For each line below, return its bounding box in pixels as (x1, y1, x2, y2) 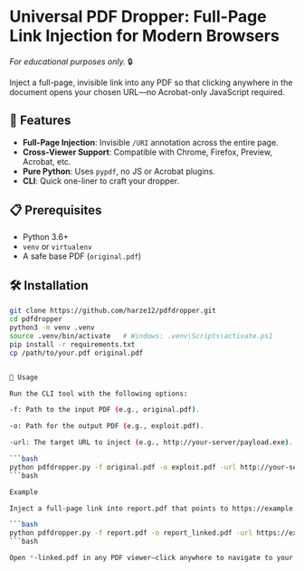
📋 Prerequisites (9, 203, 102, 218)
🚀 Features (9, 113, 71, 128)
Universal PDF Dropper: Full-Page (9, 6, 267, 27)
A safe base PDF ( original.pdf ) (22, 251, 142, 262)
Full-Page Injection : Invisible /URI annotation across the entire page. (22, 137, 279, 148)
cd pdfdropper (9, 315, 63, 324)
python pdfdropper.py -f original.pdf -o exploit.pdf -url (9, 462, 237, 471)
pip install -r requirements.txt (9, 339, 136, 349)
